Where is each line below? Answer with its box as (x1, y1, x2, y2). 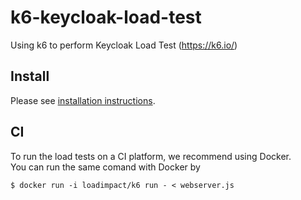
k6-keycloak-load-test (10, 6, 202, 29)
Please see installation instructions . (10, 94, 156, 106)
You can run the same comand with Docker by (10, 161, 201, 173)
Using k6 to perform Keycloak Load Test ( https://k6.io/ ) (10, 39, 238, 51)
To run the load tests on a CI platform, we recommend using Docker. (10, 150, 292, 162)
